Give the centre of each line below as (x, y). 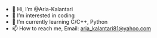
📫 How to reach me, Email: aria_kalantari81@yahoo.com (81, 28)
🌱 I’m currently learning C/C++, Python (60, 22)
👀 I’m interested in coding (43, 15)
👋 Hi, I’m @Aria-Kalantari (42, 9)
